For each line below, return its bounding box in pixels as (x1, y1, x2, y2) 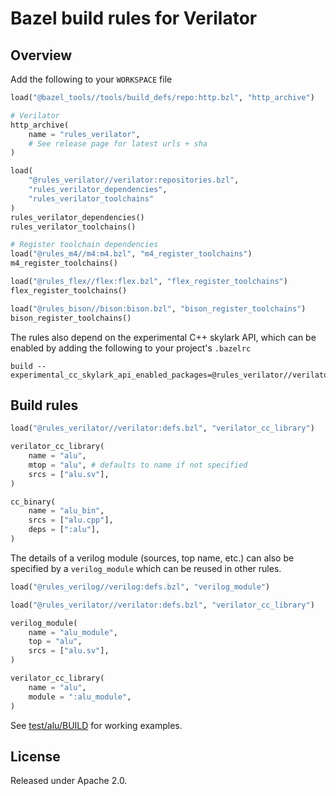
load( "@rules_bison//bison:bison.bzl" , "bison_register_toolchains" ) (10, 303, 307, 314)
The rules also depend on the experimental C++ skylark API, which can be (10, 331, 317, 343)
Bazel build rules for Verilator (10, 7, 258, 30)
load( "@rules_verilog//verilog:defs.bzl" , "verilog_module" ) (10, 582, 271, 592)
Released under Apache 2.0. (10, 775, 128, 787)
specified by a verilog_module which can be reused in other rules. (10, 562, 282, 574)
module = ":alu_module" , (28, 692, 132, 702)
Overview (10, 47, 73, 64)
